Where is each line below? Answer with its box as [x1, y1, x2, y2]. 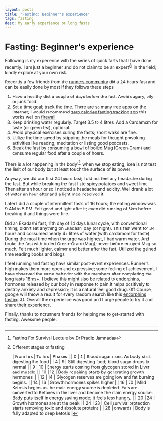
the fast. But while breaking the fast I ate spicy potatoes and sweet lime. [5, 181, 149, 187]
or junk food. [12, 98, 38, 104]
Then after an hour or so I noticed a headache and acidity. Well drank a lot [5, 186, 153, 192]
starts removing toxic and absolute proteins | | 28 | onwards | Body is [12, 405, 150, 411]
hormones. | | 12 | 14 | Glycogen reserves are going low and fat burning [12, 374, 154, 380]
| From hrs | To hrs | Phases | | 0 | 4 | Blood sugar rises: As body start [12, 354, 151, 359]
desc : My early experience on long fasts [5, 20, 90, 26]
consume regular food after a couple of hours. [12, 150, 105, 156]
